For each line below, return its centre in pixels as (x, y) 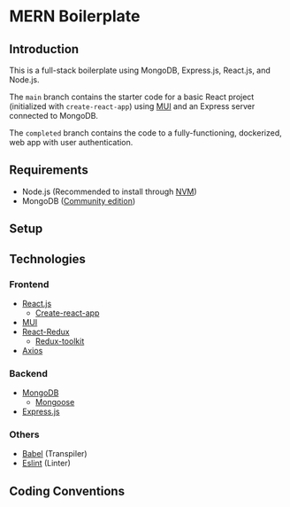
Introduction (44, 49)
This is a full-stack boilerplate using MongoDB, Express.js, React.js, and (140, 70)
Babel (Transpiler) (54, 454)
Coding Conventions (67, 491)
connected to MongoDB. (54, 116)
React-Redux (46, 331)
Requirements (49, 170)
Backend (29, 373)
